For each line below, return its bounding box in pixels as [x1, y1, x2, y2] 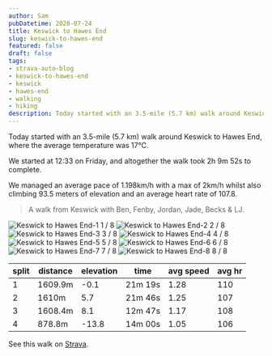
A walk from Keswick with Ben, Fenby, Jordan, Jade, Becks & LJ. [28, 205, 244, 214]
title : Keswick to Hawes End [8, 27, 107, 35]
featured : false [8, 42, 63, 50]
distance [37, 265, 73, 276]
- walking [8, 95, 42, 103]
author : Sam [8, 11, 49, 20]
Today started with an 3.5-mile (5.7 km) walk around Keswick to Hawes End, [8, 132, 262, 142]
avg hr [217, 265, 243, 276]
